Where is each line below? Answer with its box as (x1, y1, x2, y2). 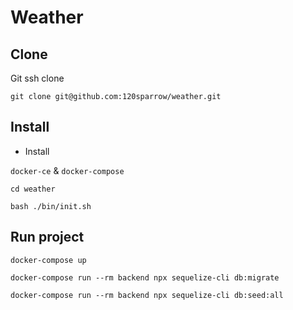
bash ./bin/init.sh (10, 201, 92, 211)
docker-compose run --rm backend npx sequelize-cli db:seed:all (10, 290, 284, 300)
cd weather (10, 184, 56, 194)
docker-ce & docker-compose (10, 164, 125, 176)
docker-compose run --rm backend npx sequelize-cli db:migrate (10, 272, 280, 283)
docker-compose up (10, 255, 87, 265)
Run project (10, 229, 85, 246)
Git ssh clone (10, 72, 65, 84)
